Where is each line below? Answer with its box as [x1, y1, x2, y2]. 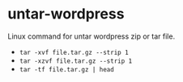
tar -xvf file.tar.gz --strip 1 [19, 48, 129, 56]
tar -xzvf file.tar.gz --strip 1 [19, 57, 133, 65]
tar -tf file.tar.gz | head [19, 65, 114, 73]
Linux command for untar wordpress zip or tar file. [7, 31, 176, 41]
